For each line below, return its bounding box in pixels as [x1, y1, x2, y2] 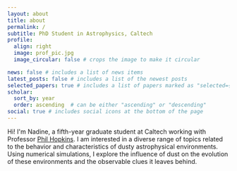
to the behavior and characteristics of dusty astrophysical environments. [7, 142, 219, 151]
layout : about [7, 10, 49, 18]
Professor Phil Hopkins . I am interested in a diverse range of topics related [7, 134, 224, 143]
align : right [13, 43, 52, 50]
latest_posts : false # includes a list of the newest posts [7, 75, 188, 82]
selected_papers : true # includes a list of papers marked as [7, 82, 194, 89]
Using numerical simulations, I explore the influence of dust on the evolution [7, 149, 229, 158]
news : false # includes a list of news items [7, 68, 143, 76]
